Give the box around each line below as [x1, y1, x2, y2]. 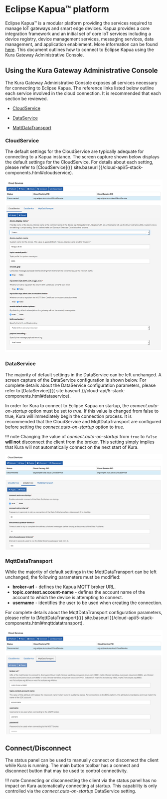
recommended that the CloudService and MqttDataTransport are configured [5, 418, 162, 424]
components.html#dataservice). [5, 393, 71, 399]
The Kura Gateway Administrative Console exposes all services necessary [5, 79, 158, 85]
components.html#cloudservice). [5, 170, 73, 176]
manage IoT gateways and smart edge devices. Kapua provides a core [5, 25, 150, 31]
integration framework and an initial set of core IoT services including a [5, 30, 151, 36]
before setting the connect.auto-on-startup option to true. [5, 424, 125, 430]
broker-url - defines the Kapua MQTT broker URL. [12, 584, 116, 590]
